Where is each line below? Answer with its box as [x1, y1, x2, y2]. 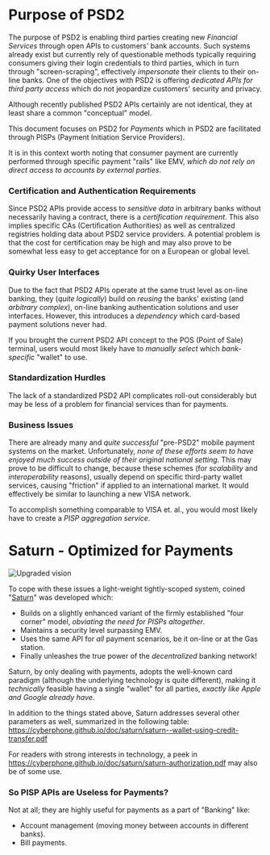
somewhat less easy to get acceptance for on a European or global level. [8, 246, 251, 256]
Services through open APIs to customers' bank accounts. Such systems [8, 40, 251, 50]
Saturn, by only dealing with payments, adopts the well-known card [8, 667, 233, 677]
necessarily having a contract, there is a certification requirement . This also [8, 212, 260, 222]
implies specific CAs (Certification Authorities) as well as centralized [8, 220, 235, 231]
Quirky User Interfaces [8, 266, 100, 278]
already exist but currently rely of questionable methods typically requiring [8, 49, 256, 59]
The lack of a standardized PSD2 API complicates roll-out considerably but [8, 390, 257, 400]
